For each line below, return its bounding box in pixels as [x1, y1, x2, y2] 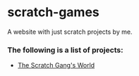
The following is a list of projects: [7, 45, 123, 55]
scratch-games [7, 4, 100, 20]
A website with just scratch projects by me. [7, 27, 133, 36]
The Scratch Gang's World [17, 61, 95, 70]
